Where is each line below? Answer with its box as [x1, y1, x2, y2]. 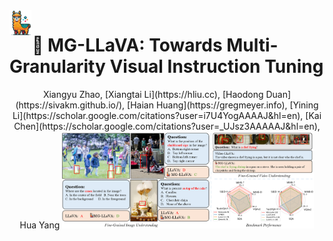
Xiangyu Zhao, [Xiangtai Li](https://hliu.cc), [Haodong [42, 88, 264, 100]
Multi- [226, 34, 279, 57]
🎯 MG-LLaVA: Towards [32, 34, 223, 57]
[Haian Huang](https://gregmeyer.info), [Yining [127, 99, 319, 111]
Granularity [9, 55, 106, 78]
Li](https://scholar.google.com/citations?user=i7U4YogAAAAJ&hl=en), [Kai [12, 109, 322, 121]
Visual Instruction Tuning [109, 55, 324, 78]
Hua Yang [19, 219, 61, 231]
